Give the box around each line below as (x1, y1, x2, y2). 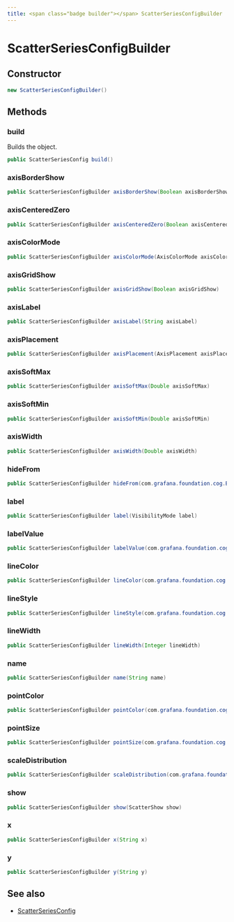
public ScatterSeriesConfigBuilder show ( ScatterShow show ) (7, 804, 182, 811)
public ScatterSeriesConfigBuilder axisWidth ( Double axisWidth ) (7, 448, 198, 455)
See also (7, 888, 45, 900)
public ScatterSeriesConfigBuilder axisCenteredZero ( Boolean (7, 221, 189, 228)
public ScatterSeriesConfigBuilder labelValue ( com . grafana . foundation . (7, 545, 219, 552)
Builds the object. (7, 142, 58, 151)
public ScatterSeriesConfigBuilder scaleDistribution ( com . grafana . (7, 771, 208, 779)
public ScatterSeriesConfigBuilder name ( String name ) (7, 674, 167, 681)
